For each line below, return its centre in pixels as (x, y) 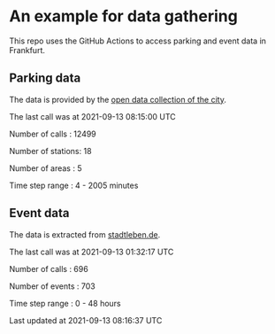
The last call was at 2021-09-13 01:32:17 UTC (92, 252)
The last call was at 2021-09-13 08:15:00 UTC (93, 116)
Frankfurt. (27, 50)
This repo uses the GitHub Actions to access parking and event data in (138, 41)
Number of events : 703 (52, 286)
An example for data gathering (124, 16)
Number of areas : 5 (46, 168)
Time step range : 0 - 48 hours (65, 303)
